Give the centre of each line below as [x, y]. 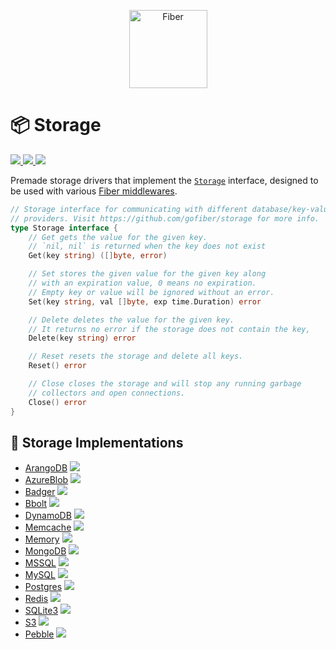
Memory [42, 539]
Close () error [57, 402]
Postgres [43, 587]
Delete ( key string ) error [82, 338]
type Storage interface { [64, 228]
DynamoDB [48, 516]
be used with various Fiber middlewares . [94, 191]
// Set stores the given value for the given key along [147, 274]
